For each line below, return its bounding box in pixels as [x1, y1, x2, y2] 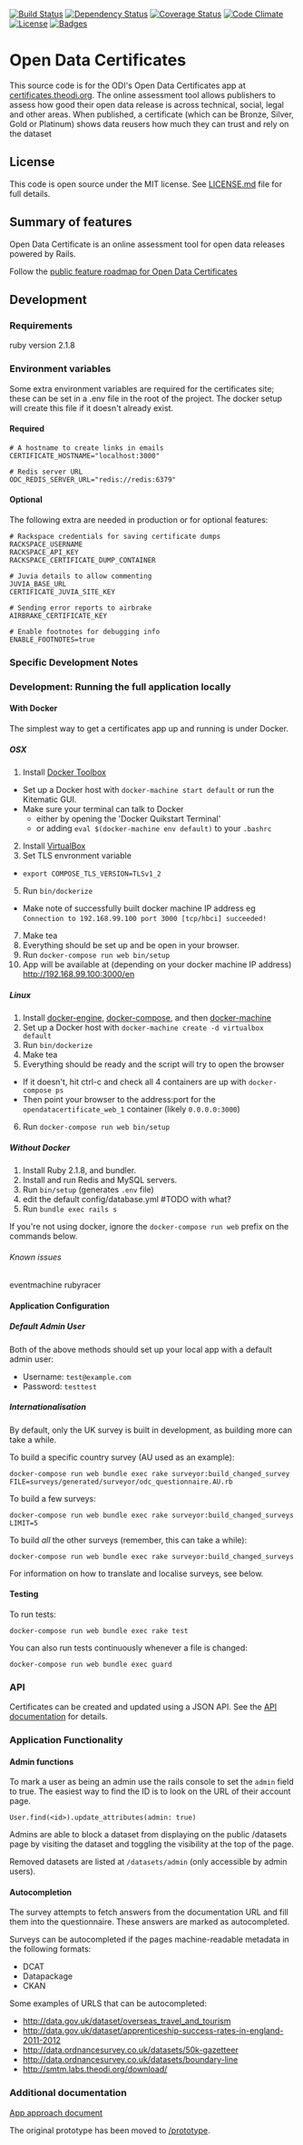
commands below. [9, 1230, 78, 1241]
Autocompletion [9, 1886, 73, 1897]
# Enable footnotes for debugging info [9, 627, 161, 636]
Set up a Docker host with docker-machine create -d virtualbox [22, 1022, 265, 1033]
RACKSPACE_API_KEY [9, 547, 79, 557]
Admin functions [9, 1756, 74, 1767]
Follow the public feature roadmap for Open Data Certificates [9, 266, 238, 277]
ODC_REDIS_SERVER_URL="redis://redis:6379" [9, 475, 177, 485]
